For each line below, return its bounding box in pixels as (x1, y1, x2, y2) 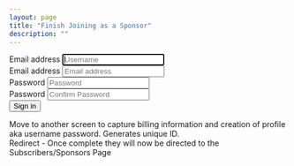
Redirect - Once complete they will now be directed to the (9, 138, 220, 148)
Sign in (13, 102, 37, 111)
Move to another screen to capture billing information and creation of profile (9, 119, 286, 130)
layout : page (9, 12, 57, 22)
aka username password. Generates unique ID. (9, 129, 179, 140)
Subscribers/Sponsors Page (9, 147, 112, 158)
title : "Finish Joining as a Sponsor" (9, 21, 152, 30)
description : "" (9, 29, 69, 38)
